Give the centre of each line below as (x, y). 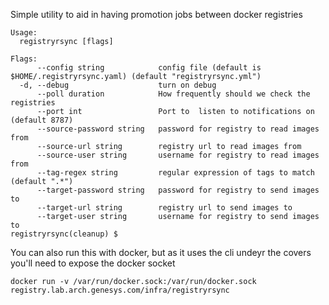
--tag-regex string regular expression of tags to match (175, 173)
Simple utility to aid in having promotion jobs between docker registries (156, 14)
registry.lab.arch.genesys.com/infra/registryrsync (120, 290)
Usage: (24, 33)
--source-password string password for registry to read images (178, 129)
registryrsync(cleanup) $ (64, 234)
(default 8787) (42, 120)
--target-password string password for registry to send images (178, 190)
